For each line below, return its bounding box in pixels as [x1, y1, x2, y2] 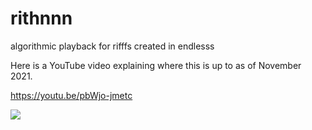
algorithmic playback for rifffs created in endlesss [10, 40, 215, 52]
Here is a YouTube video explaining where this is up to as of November [10, 59, 302, 71]
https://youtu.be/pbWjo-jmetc [10, 89, 133, 101]
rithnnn [10, 7, 73, 30]
